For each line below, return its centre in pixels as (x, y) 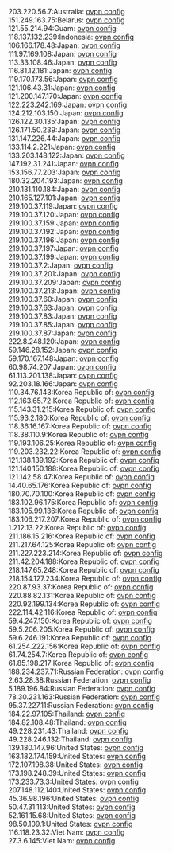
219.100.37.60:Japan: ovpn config (63, 299)
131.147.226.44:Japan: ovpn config (65, 138)
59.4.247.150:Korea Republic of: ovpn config (80, 621)
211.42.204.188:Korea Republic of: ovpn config (84, 561)
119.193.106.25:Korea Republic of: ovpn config (82, 443)
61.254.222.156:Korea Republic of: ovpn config (84, 646)
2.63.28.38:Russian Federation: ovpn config (80, 680)
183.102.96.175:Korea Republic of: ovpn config (83, 502)
